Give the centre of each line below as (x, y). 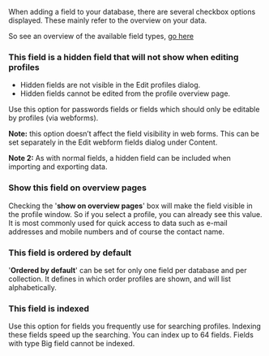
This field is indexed (49, 308)
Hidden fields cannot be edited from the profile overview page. (125, 93)
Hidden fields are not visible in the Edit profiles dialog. (110, 85)
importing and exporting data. (58, 167)
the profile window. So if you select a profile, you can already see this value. (135, 214)
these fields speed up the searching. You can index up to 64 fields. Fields (131, 335)
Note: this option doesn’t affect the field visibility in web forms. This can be (134, 134)
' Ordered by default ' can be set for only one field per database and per (128, 270)
